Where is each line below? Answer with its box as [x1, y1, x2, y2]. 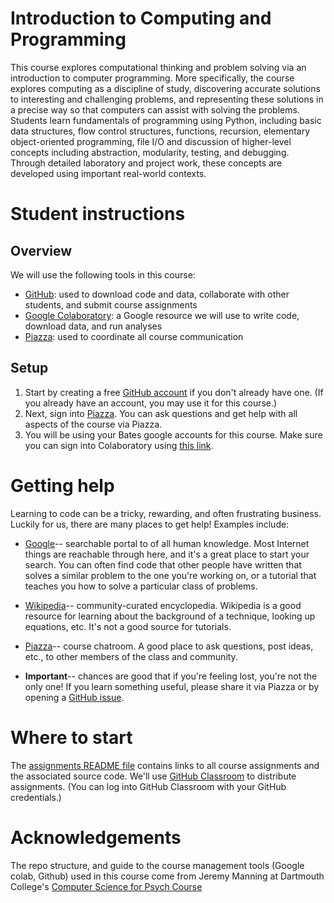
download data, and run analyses [24, 320, 163, 332]
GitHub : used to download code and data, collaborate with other [24, 288, 290, 300]
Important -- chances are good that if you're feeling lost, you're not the [24, 670, 318, 682]
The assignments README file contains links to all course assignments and [10, 759, 320, 771]
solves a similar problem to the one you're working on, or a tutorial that [24, 569, 317, 581]
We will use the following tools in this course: [10, 268, 196, 281]
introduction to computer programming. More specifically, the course [10, 72, 295, 84]
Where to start [10, 726, 133, 749]
